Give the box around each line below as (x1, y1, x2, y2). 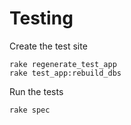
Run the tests (9, 85, 64, 97)
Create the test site (9, 40, 88, 52)
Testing (9, 7, 74, 30)
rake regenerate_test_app (9, 59, 117, 69)
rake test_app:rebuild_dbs (9, 68, 122, 78)
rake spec (9, 105, 51, 115)
